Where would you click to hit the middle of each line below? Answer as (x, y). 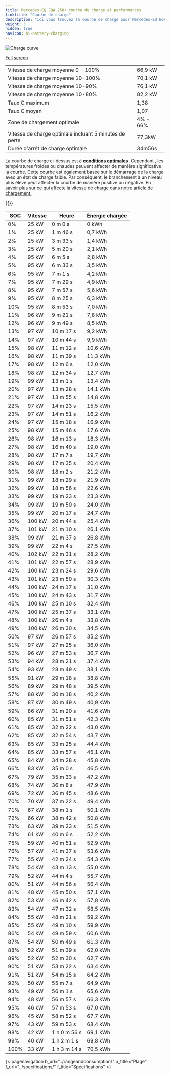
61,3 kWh (98, 942)
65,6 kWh (98, 991)
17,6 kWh (98, 430)
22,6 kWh (98, 488)
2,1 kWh (97, 249)
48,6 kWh (98, 793)
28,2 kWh (98, 554)
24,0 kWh (98, 505)
